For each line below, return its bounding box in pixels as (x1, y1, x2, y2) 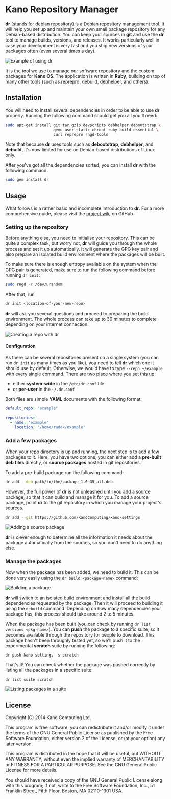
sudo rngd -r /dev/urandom (5, 282, 63, 288)
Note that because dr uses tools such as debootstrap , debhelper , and (5, 141, 154, 147)
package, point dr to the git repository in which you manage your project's (5, 499, 162, 505)
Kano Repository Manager (5, 4, 119, 15)
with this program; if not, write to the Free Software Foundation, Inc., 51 (5, 782, 155, 788)
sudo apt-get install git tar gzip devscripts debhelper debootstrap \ (5, 122, 161, 128)
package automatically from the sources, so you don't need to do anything (5, 539, 162, 545)
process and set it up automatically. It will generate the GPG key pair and (5, 246, 158, 252)
